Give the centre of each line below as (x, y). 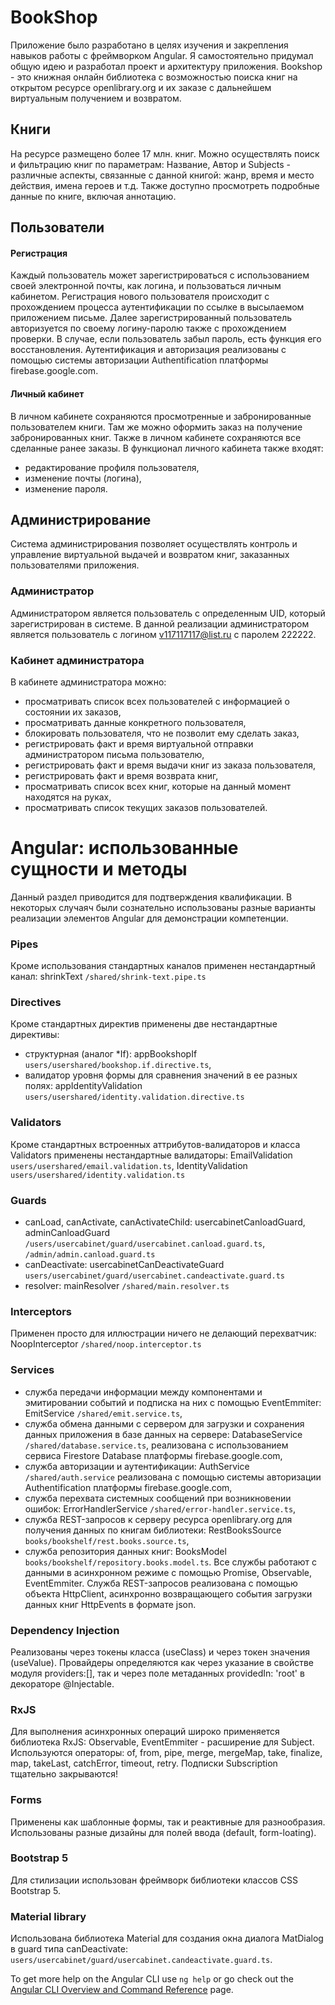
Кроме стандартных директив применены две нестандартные (144, 1024)
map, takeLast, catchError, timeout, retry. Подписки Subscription (144, 1763)
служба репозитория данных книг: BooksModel (125, 1551)
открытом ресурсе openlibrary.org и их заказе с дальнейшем (141, 87)
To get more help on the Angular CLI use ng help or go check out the (152, 1979)
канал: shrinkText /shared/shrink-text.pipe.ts (108, 977)
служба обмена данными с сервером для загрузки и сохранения (164, 1423)
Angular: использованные (124, 848)
